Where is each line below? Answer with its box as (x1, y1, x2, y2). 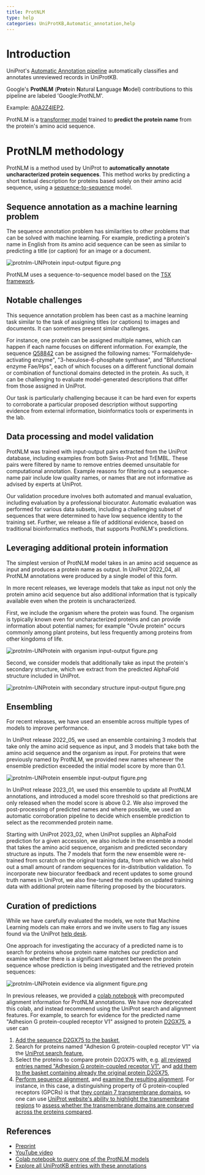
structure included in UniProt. (6, 672, 81, 679)
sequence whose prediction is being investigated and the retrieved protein (6, 962, 194, 969)
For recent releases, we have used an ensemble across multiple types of (6, 718, 190, 725)
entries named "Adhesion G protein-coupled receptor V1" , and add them (15, 1063, 197, 1070)
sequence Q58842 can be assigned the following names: (6, 349, 151, 357)
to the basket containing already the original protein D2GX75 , (15, 1069, 170, 1077)
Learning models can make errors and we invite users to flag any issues (6, 924, 188, 931)
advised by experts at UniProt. (6, 480, 83, 488)
